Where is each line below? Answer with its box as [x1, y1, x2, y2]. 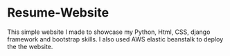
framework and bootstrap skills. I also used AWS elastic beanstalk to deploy [7, 35, 224, 43]
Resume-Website [7, 5, 109, 21]
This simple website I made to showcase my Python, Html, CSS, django [7, 28, 211, 36]
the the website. [7, 42, 53, 50]
